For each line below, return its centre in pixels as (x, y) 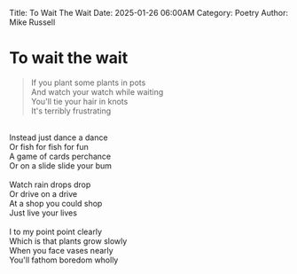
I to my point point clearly (55, 231)
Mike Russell (32, 22)
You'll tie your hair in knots (79, 101)
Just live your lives (43, 213)
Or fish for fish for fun (49, 146)
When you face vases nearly (61, 250)
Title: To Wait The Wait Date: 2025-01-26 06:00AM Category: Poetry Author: (149, 13)
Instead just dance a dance (59, 137)
